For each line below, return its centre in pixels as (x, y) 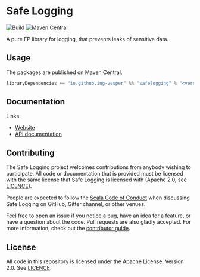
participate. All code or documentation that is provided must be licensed (95, 174)
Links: (13, 116)
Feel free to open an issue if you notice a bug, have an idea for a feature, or (99, 216)
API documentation (38, 134)
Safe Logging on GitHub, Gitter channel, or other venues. (76, 204)
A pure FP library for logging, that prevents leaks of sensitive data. (87, 39)
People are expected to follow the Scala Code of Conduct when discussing (98, 198)
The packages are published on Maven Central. (64, 72)
